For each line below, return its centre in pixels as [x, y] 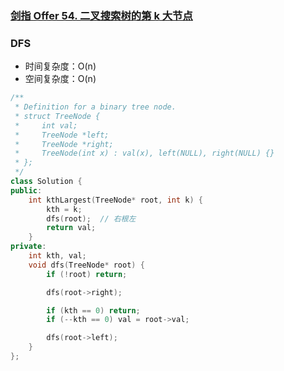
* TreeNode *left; [62, 135]
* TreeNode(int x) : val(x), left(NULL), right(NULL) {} [144, 153]
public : [26, 190]
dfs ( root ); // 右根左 [91, 218]
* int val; [46, 125]
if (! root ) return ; [87, 274]
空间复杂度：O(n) [60, 79]
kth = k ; [64, 209]
